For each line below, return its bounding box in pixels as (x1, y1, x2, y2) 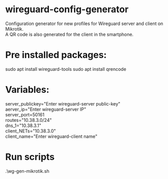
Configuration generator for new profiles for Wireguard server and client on (5, 20, 163, 27)
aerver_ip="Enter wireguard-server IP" (5, 106, 87, 112)
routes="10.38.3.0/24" (5, 117, 52, 123)
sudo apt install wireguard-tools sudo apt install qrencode (5, 66, 126, 72)
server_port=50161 (5, 111, 45, 118)
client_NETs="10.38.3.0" (5, 127, 56, 134)
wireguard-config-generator (5, 4, 129, 15)
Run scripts (5, 151, 55, 163)
